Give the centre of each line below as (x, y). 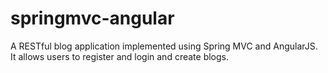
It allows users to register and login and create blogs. (119, 56)
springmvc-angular (92, 18)
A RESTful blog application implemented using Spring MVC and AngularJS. (164, 46)
